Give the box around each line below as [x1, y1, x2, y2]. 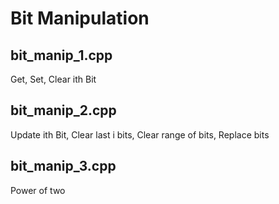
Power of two [10, 184, 66, 196]
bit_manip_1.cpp [10, 47, 113, 64]
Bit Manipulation [10, 7, 150, 30]
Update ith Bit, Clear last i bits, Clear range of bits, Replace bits [10, 128, 270, 141]
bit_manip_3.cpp [10, 158, 117, 175]
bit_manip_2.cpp [10, 102, 117, 119]
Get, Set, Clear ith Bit [10, 73, 97, 85]
